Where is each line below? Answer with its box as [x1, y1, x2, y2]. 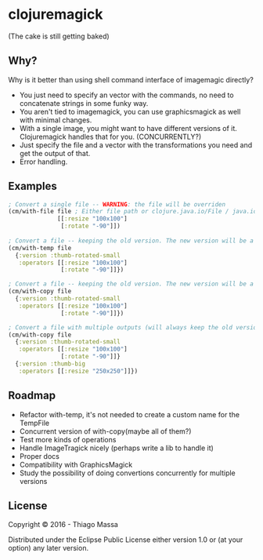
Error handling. [19, 157, 68, 166]
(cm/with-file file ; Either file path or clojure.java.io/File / [8, 208, 229, 216]
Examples [8, 180, 57, 193]
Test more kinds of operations [19, 435, 117, 444]
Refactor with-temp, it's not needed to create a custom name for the [19, 409, 240, 419]
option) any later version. [8, 544, 88, 553]
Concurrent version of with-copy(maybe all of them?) [19, 426, 192, 436]
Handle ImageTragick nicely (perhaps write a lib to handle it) [19, 443, 214, 453]
